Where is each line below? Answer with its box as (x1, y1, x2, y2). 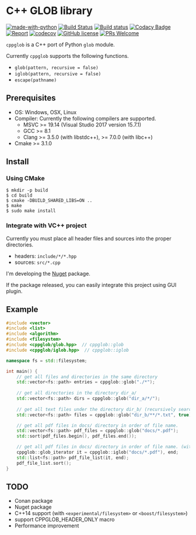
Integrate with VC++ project (6, 221, 87, 229)
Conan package (14, 498, 53, 505)
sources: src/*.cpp (14, 259, 61, 266)
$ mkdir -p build (6, 187, 48, 194)
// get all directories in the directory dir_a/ (16, 390, 137, 396)
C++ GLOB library (6, 4, 93, 18)
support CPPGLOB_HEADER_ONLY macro (14, 516, 115, 523)
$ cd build (6, 193, 33, 198)
